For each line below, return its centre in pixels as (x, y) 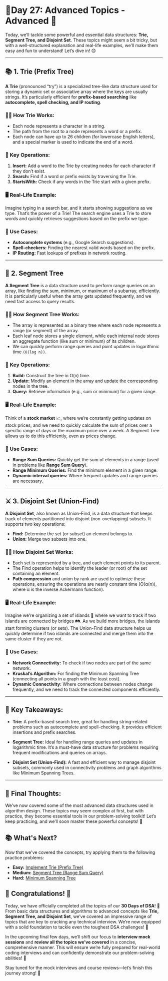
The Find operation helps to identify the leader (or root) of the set (80, 568)
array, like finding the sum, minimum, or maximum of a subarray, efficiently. (83, 291)
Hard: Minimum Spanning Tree (44, 878)
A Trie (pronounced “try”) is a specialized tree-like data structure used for (81, 86)
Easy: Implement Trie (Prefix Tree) (48, 867)
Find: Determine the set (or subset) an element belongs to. (73, 534)
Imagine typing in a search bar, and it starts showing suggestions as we (79, 208)
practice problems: (24, 858)
